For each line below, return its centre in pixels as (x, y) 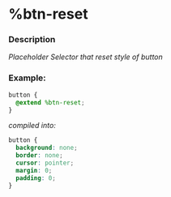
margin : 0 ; (34, 170)
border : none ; (39, 156)
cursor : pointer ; (45, 163)
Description (32, 40)
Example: (27, 78)
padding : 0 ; (36, 178)
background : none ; (47, 148)
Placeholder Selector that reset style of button (86, 57)
